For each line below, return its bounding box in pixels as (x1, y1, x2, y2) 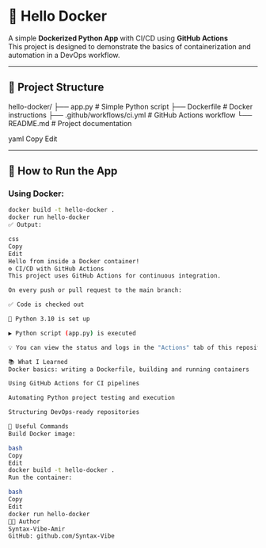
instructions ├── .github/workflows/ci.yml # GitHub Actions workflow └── (8, 110, 253, 120)
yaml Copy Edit (8, 134, 58, 144)
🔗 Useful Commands (8, 423, 69, 431)
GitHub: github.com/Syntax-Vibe (8, 532, 115, 540)
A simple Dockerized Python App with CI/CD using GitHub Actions (8, 33, 228, 43)
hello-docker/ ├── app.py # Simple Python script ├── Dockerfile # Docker (8, 102, 253, 111)
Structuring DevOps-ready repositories (8, 408, 140, 416)
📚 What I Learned (8, 358, 68, 366)
